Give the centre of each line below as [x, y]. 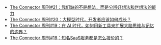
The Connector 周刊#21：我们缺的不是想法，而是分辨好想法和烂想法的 [81, 7]
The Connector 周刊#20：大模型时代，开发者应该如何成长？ [70, 19]
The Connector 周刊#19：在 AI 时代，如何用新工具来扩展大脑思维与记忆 [82, 25]
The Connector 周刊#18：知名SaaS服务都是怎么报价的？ [67, 38]
